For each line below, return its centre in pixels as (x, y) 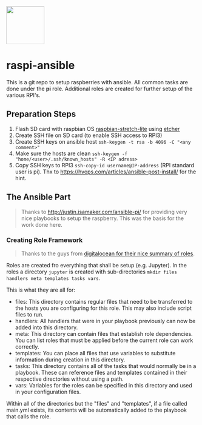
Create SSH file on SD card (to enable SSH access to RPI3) (89, 135)
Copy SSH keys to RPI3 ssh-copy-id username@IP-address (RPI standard (105, 165)
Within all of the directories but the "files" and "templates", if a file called (97, 403)
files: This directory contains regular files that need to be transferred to (104, 301)
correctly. (27, 346)
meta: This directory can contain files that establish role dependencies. (104, 333)
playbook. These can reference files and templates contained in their (101, 372)
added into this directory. (46, 327)
